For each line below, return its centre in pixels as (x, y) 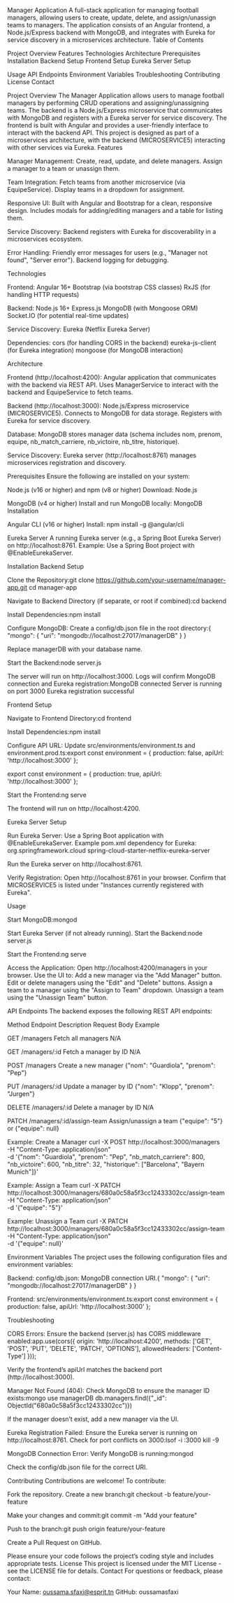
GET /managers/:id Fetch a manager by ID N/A (74, 1052)
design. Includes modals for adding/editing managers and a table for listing (115, 210)
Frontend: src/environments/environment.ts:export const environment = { (113, 1299)
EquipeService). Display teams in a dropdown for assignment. (96, 189)
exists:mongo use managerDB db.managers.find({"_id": (87, 1398)
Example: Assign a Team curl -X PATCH (64, 1185)
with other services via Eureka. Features (65, 147)
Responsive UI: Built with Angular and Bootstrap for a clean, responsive (110, 203)
